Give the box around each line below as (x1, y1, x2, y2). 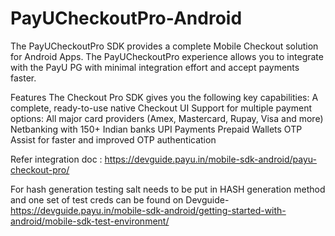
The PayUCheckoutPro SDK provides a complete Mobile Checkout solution (10, 40, 319, 52)
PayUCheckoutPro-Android (10, 7, 243, 30)
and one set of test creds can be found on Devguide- (10, 193, 230, 206)
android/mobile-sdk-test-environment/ (10, 215, 170, 227)
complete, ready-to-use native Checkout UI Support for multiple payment (10, 102, 312, 114)
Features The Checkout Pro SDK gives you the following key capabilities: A (10, 91, 319, 103)
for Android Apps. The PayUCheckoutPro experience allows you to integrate (10, 50, 324, 62)
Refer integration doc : (10, 153, 103, 165)
